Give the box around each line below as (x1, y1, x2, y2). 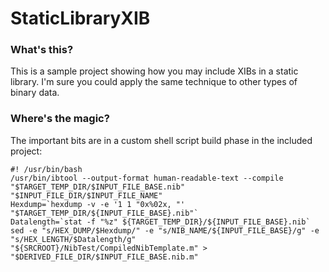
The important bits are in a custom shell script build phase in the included (10, 134, 313, 146)
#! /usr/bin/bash (10, 164, 83, 174)
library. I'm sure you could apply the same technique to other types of (10, 76, 298, 88)
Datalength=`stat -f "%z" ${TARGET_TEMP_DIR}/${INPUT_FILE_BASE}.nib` (10, 217, 311, 227)
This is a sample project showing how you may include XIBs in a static (10, 65, 299, 77)
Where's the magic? (10, 112, 110, 126)
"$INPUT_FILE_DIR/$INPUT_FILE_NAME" (10, 190, 163, 201)
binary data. (10, 87, 60, 99)
